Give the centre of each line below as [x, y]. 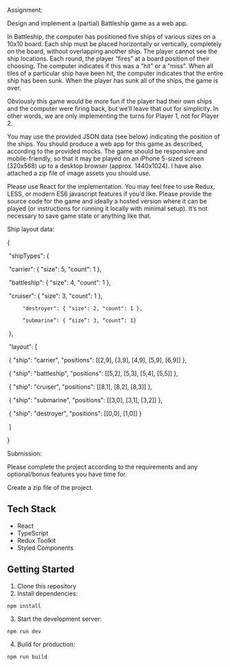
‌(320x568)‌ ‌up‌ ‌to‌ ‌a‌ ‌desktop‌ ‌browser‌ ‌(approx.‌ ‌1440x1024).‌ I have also [104, 166]
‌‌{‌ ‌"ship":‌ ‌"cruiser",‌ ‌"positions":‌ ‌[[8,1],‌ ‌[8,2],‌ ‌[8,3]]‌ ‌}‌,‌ [80, 387]
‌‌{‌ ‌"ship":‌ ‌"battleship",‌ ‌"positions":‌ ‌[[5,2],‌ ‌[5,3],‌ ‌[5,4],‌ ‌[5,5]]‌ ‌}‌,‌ [93, 373]
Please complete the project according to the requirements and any [102, 467]
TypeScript [33, 533]
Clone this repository [47, 586]
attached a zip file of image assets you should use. [79, 173]
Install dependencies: [47, 593]
